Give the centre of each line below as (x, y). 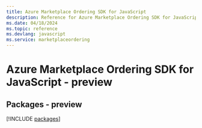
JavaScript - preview (60, 82)
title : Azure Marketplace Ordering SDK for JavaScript (76, 12)
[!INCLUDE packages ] (33, 119)
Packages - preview (44, 104)
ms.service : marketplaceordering (48, 40)
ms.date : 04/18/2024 (32, 23)
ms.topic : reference (32, 29)
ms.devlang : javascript (36, 34)
